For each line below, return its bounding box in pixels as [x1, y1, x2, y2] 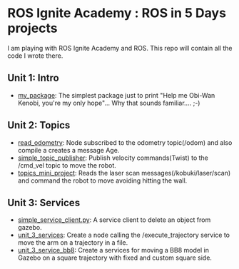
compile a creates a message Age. [17, 146, 120, 154]
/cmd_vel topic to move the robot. [17, 161, 116, 169]
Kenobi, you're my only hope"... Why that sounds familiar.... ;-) [17, 98, 200, 107]
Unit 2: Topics [7, 119, 71, 131]
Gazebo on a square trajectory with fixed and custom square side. [17, 253, 213, 262]
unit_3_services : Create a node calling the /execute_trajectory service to [17, 230, 230, 240]
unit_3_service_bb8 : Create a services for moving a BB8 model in [17, 246, 209, 255]
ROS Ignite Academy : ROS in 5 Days [7, 5, 227, 21]
